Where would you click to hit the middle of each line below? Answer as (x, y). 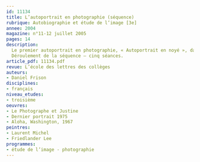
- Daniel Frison (26, 78)
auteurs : (17, 72)
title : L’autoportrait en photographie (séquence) (70, 17)
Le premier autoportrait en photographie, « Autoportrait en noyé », (99, 50)
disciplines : (22, 84)
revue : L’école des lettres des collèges (58, 67)
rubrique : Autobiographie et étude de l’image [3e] (71, 23)
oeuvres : (17, 105)
